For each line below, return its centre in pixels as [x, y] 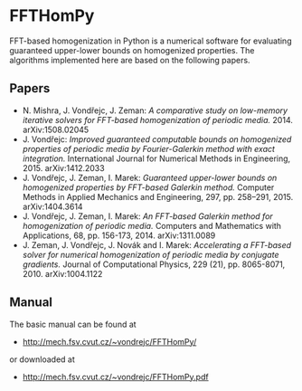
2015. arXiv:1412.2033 [64, 167]
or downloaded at [42, 359]
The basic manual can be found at [73, 324]
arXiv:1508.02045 [56, 129]
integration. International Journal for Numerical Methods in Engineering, [156, 158]
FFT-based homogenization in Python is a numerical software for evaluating [151, 41]
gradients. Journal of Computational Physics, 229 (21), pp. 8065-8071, [154, 264]
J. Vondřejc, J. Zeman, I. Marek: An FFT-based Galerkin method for [147, 216]
